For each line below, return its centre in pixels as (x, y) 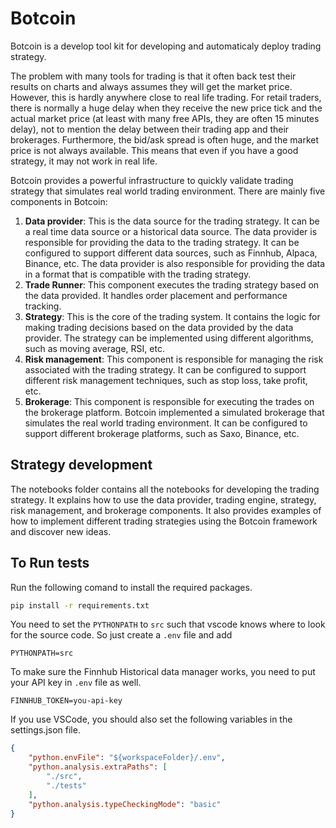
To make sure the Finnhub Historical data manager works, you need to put (163, 672)
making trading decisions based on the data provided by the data (159, 327)
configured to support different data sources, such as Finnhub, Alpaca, (171, 253)
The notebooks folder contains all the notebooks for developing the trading (165, 489)
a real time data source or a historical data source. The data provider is (171, 231)
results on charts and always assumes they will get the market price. (151, 86)
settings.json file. (45, 730)
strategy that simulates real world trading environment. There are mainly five (168, 191)
